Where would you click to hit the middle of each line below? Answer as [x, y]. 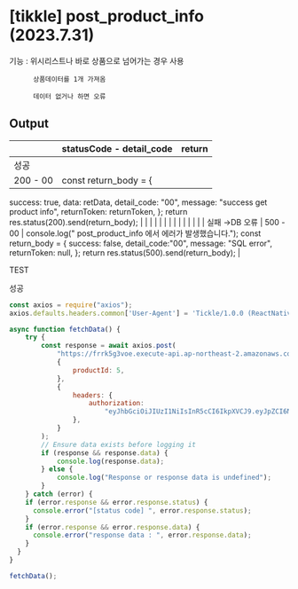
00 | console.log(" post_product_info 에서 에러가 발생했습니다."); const [135, 233]
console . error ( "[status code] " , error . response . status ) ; [142, 510]
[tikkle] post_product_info [106, 16]
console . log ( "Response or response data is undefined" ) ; [164, 478]
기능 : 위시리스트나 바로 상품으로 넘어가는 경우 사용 [97, 60]
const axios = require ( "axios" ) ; [71, 305]
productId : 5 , [98, 370]
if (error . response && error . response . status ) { [117, 502]
